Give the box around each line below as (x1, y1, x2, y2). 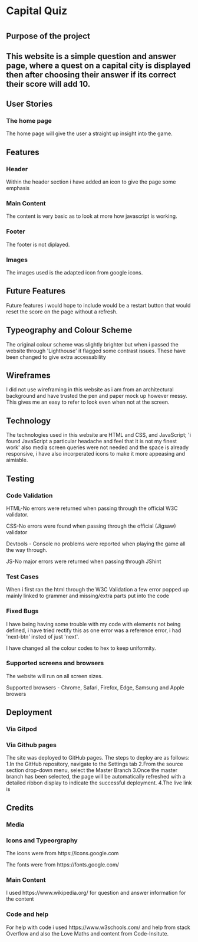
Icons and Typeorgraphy (6, 836, 78, 845)
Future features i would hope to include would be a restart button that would (6, 302, 191, 309)
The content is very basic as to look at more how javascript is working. (6, 212, 178, 220)
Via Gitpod (6, 725, 37, 733)
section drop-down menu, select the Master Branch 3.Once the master (6, 767, 178, 774)
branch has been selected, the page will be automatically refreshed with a (6, 773, 186, 780)
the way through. (6, 546, 48, 553)
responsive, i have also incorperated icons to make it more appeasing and (6, 450, 186, 457)
